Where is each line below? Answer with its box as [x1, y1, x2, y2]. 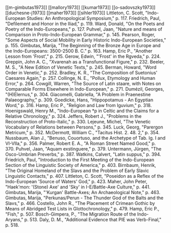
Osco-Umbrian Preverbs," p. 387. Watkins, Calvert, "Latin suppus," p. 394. [5, 151, 161, 157]
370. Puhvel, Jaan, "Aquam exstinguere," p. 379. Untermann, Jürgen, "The [5, 146, 162, 152]
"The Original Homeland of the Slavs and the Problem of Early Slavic [5, 167, 149, 174]
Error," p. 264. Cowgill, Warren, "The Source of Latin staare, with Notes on [5, 80, 161, 87]
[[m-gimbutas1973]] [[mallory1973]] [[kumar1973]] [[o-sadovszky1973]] [5, 5, 156, 10]
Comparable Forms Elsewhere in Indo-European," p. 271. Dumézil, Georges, [5, 86, 164, 92]
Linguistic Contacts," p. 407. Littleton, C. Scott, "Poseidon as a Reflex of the [5, 173, 164, 179]
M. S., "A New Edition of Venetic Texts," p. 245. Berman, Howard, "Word [5, 64, 157, 70]
